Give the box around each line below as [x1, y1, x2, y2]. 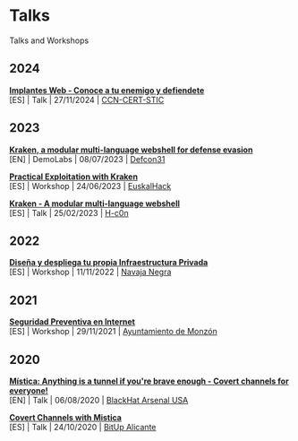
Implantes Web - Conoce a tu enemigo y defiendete [9, 84, 205, 95]
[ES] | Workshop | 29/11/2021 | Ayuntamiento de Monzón [9, 326, 217, 337]
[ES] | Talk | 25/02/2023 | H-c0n [9, 207, 129, 218]
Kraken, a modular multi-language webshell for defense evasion [9, 144, 253, 155]
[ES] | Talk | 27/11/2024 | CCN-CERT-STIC [9, 94, 165, 105]
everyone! [9, 385, 49, 395]
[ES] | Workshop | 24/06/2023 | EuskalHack [9, 180, 172, 191]
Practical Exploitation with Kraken [9, 171, 139, 182]
